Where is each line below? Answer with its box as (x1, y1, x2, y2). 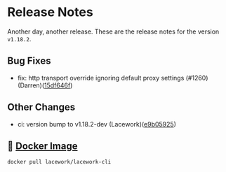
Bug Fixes (7, 55, 51, 67)
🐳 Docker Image (7, 140, 78, 152)
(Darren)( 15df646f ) (17, 81, 73, 89)
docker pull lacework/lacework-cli (7, 159, 112, 166)
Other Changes (7, 101, 76, 113)
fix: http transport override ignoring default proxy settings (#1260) (17, 73, 208, 82)
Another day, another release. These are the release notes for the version (7, 27, 220, 36)
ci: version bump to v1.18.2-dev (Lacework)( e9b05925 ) (17, 120, 177, 128)
